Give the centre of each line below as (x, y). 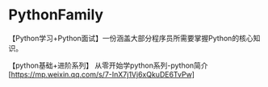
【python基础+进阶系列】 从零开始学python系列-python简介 (108, 65)
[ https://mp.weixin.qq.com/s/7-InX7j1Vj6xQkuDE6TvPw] (102, 74)
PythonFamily (56, 15)
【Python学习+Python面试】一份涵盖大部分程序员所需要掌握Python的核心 (131, 38)
